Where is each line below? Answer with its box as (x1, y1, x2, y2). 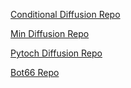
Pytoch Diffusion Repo (10, 47, 103, 59)
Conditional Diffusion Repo (10, 9, 121, 20)
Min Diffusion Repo (10, 28, 90, 39)
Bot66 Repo (10, 67, 60, 78)
